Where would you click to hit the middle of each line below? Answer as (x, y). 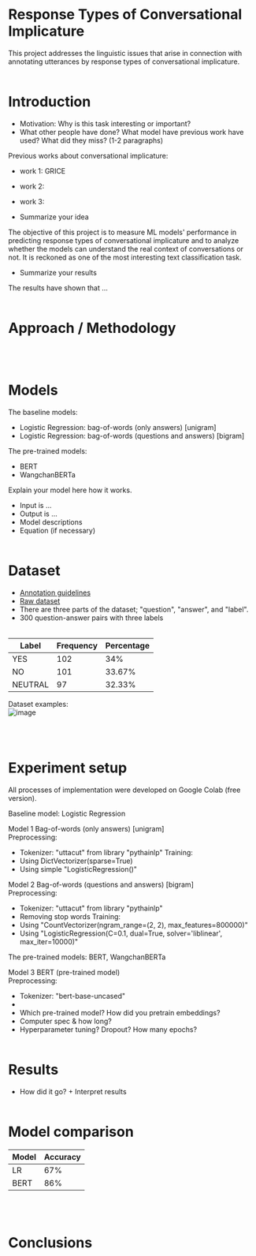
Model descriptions (51, 521)
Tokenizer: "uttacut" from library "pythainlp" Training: (106, 852)
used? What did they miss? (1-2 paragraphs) (91, 140)
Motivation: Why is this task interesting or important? (105, 123)
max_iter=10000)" (49, 941)
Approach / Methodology (92, 328)
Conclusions (50, 1242)
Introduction (50, 102)
